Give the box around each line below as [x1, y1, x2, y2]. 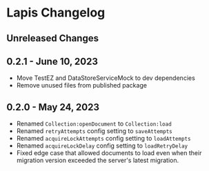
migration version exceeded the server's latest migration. [16, 157, 179, 165]
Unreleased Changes [6, 32, 99, 44]
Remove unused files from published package [16, 81, 148, 90]
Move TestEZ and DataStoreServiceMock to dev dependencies [16, 74, 196, 82]
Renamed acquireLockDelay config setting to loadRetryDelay [16, 141, 188, 150]
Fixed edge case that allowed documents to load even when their [16, 149, 202, 157]
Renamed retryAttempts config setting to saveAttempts [16, 127, 173, 135]
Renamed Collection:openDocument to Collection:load [16, 119, 172, 128]
